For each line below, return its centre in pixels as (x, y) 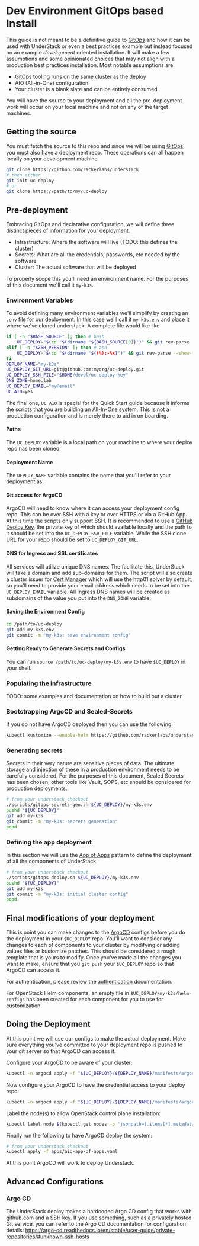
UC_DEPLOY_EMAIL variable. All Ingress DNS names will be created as (88, 592)
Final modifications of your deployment (81, 918)
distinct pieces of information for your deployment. (68, 230)
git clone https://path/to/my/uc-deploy (57, 192)
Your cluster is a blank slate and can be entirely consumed (86, 89)
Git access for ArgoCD (34, 495)
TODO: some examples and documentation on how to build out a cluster (94, 696)
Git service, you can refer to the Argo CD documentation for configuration (96, 1223)
